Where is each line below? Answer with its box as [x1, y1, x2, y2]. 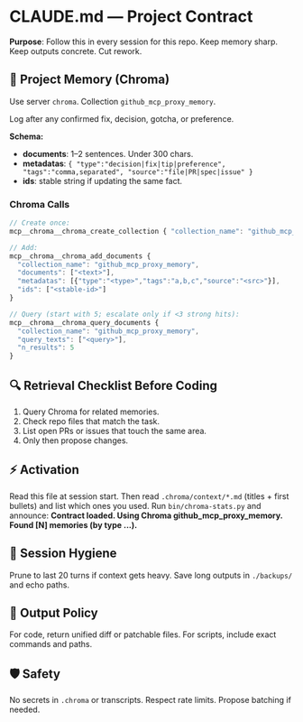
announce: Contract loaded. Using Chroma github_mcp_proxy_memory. [9, 510, 283, 521]
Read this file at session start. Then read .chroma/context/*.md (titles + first [9, 490, 289, 502]
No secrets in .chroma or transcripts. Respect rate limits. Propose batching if [9, 695, 291, 706]
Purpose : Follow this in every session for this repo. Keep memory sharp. [9, 36, 278, 47]
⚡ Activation [9, 462, 79, 477]
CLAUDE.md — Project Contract [9, 6, 253, 27]
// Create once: [9, 218, 70, 227]
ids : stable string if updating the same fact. [22, 175, 183, 186]
